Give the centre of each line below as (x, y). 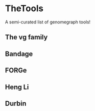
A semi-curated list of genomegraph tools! (48, 22)
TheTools (24, 9)
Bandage (19, 54)
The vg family (26, 37)
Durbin (16, 103)
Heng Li (17, 87)
